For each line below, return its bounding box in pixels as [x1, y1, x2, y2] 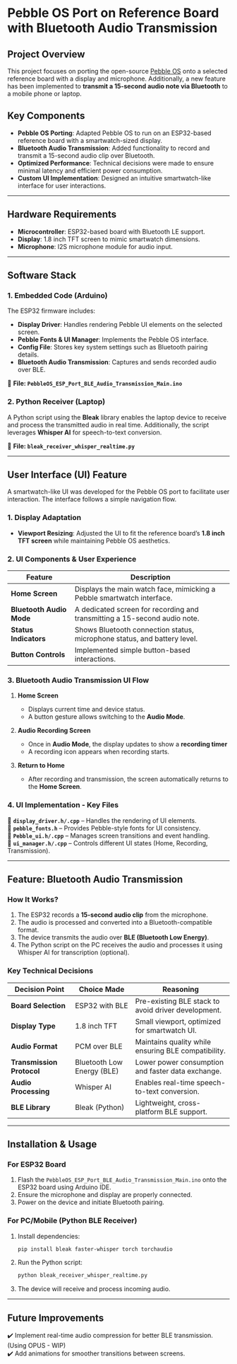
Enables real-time [135, 1077, 195, 1087]
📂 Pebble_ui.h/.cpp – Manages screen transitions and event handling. [7, 831, 210, 840]
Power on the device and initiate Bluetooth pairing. [17, 1198, 164, 1207]
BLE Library [11, 1102, 51, 1112]
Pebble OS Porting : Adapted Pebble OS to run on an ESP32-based [17, 129, 212, 137]
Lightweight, [135, 1098, 176, 1108]
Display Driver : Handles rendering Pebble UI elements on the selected [17, 320, 223, 329]
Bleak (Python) [75, 1102, 125, 1112]
